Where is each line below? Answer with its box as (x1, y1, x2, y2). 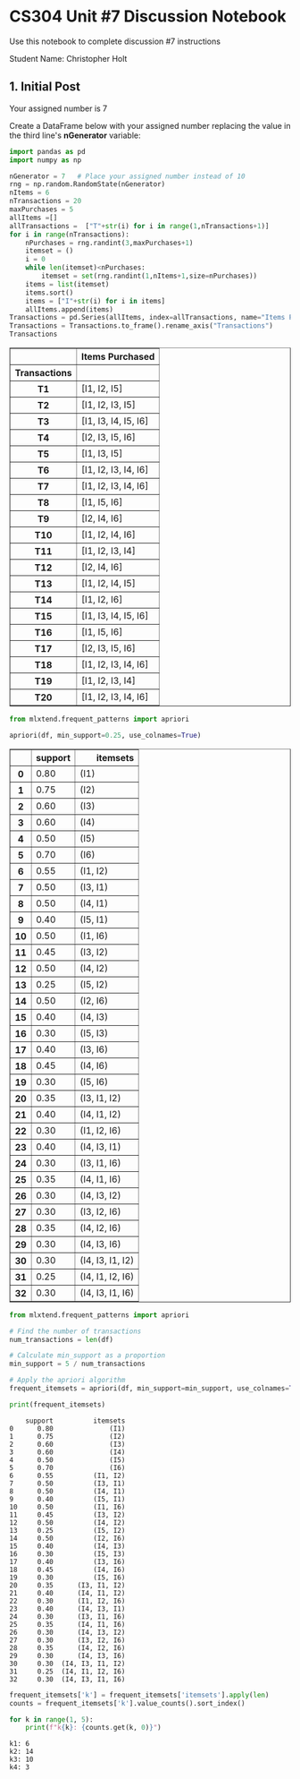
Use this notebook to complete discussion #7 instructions (9, 36, 221, 47)
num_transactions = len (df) (9, 1335, 114, 1344)
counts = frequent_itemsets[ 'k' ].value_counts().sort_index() (9, 1698, 246, 1707)
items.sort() (25, 288, 74, 297)
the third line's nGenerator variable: (9, 130, 141, 141)
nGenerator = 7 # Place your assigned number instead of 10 (9, 172, 246, 181)
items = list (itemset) (25, 279, 110, 288)
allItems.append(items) (25, 304, 114, 314)
